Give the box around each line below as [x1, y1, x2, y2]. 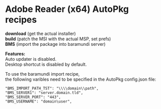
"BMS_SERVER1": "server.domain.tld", [5, 90, 83, 95]
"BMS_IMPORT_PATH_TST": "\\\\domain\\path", [5, 86, 99, 91]
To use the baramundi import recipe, [5, 71, 80, 77]
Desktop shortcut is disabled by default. [5, 61, 87, 67]
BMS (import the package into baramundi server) [5, 41, 106, 47]
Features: [5, 51, 26, 57]
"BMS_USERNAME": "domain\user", [5, 99, 72, 104]
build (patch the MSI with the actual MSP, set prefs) [5, 36, 111, 42]
